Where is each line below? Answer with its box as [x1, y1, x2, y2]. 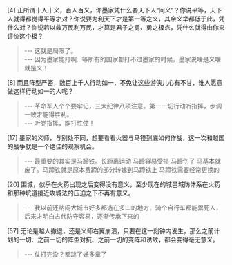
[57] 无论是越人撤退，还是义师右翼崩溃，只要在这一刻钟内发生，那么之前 [7, 227, 214, 235]
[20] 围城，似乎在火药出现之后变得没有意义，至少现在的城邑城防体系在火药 [7, 180, 221, 188]
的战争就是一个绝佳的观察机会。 [7, 142, 98, 150]
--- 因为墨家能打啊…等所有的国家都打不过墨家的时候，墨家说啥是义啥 [23, 55, 222, 63]
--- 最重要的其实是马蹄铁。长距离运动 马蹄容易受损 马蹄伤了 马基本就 [23, 157, 221, 165]
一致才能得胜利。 [23, 110, 73, 119]
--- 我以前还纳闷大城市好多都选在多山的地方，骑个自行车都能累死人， [23, 204, 222, 212]
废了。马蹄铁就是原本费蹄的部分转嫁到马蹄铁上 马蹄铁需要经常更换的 [23, 166, 220, 174]
